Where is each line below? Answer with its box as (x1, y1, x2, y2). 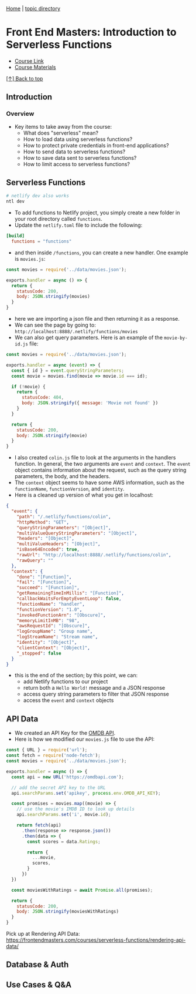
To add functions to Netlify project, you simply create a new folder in (14, 209, 180, 216)
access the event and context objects (23, 697, 114, 704)
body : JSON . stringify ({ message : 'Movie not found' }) (21, 400, 159, 406)
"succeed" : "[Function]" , (16, 585, 80, 591)
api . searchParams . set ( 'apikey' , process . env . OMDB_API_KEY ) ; (11, 790, 161, 796)
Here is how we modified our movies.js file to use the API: (14, 736, 155, 743)
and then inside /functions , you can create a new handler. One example (14, 249, 188, 256)
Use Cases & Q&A (6, 979, 72, 989)
